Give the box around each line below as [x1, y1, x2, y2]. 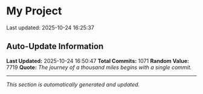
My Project [6, 4, 62, 18]
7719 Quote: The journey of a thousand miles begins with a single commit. [6, 63, 192, 71]
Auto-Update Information [6, 41, 104, 51]
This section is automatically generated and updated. [6, 81, 140, 88]
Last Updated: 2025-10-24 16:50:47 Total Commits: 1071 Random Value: [6, 57, 189, 64]
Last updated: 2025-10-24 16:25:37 [6, 24, 95, 31]
